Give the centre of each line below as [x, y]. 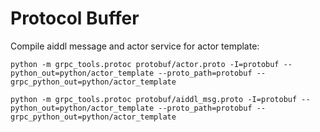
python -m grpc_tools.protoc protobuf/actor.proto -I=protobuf [145, 64]
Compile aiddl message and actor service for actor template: [135, 46]
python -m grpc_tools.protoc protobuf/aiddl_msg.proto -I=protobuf [154, 99]
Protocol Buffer [75, 18]
